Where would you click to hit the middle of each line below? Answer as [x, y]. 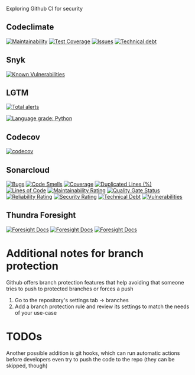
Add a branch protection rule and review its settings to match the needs [102, 306]
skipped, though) [27, 366]
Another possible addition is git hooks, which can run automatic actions [93, 353]
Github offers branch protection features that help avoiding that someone [95, 282]
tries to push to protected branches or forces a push [70, 289]
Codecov [23, 137]
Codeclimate [30, 27]
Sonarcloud [28, 170]
